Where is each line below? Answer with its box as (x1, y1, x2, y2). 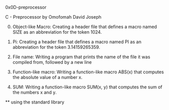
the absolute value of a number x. (12, 74, 83, 80)
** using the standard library (5, 99, 65, 105)
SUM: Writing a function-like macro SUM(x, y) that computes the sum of (12, 84, 162, 90)
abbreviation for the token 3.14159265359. (12, 44, 100, 50)
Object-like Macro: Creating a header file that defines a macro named (12, 24, 157, 30)
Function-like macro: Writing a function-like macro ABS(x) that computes (12, 69, 164, 75)
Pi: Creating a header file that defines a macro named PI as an (12, 39, 142, 45)
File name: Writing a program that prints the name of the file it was (12, 54, 150, 60)
